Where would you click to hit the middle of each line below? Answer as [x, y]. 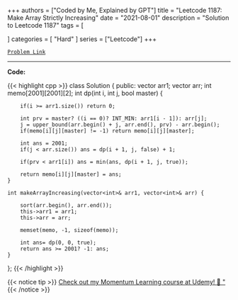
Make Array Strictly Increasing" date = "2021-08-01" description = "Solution [118, 18]
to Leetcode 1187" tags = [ [45, 25]
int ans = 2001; [44, 143]
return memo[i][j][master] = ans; [71, 174]
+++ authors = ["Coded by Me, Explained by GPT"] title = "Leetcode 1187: [115, 10]
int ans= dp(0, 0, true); [58, 243]
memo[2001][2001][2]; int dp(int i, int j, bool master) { [85, 93]
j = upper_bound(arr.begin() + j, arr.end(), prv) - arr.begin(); [120, 125]
